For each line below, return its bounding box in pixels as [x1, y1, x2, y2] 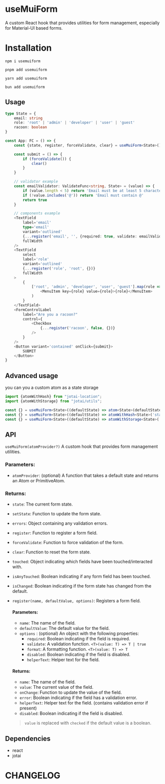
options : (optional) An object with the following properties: [19, 630, 139, 636]
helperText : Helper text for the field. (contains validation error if [19, 700, 148, 706]
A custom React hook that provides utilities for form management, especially [5, 20, 160, 26]
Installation [5, 42, 52, 54]
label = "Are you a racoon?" [23, 312, 78, 317]
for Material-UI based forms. [5, 25, 63, 31]
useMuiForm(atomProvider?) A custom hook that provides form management [5, 443, 158, 450]
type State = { [5, 111, 36, 116]
